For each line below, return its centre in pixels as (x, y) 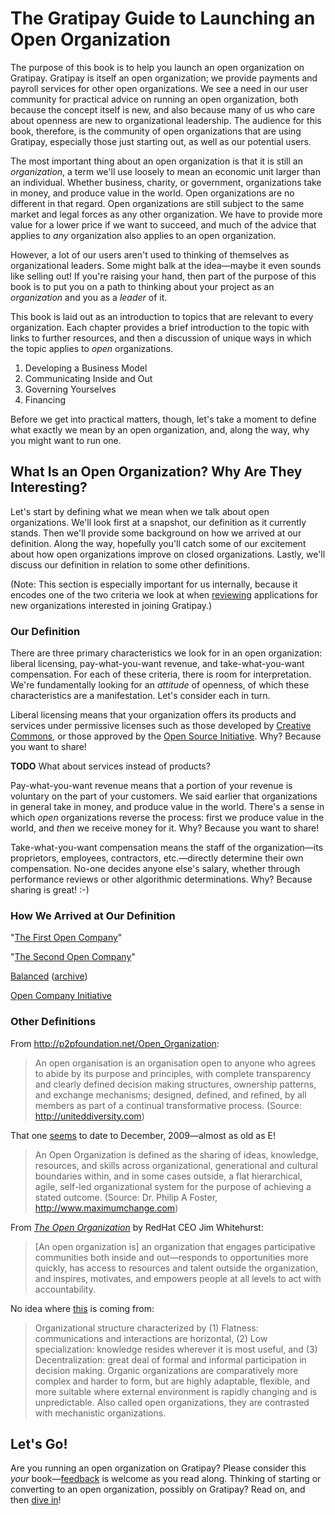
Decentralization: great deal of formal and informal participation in (170, 1359)
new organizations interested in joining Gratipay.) (111, 605)
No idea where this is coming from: (82, 1308)
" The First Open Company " (66, 938)
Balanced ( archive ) (49, 976)
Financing (45, 399)
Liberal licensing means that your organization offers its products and (153, 715)
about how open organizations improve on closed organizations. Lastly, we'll (168, 554)
